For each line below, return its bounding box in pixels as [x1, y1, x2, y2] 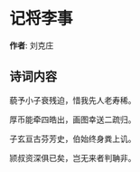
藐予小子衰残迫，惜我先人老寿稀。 [9, 94, 136, 105]
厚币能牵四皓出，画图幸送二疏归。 [9, 114, 136, 125]
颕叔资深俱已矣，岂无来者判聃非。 [9, 152, 136, 163]
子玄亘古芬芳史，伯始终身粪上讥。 [9, 133, 136, 144]
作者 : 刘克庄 [9, 40, 54, 51]
